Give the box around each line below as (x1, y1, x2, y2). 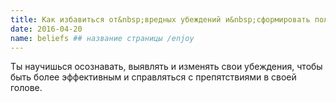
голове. (10, 82, 43, 94)
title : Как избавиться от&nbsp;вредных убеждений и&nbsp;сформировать (10, 14, 311, 25)
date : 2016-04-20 (10, 24, 83, 34)
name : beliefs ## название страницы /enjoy (10, 33, 195, 43)
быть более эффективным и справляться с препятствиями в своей (10, 71, 297, 83)
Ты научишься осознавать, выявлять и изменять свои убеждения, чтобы (10, 61, 323, 73)
